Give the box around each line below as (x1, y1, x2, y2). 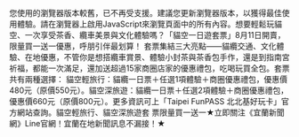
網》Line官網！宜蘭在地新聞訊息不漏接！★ (9, 118, 166, 128)
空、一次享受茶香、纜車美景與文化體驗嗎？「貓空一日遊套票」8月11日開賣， (9, 30, 287, 40)
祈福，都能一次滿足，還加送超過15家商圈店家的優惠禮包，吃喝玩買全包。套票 (9, 63, 290, 73)
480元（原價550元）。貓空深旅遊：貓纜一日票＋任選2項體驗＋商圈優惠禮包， (9, 85, 289, 95)
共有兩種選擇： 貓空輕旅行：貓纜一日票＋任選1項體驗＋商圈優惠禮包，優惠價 (9, 74, 287, 84)
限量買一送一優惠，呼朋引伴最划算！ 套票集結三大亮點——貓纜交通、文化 (9, 41, 277, 51)
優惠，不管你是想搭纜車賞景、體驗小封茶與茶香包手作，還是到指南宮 (39, 52, 290, 62)
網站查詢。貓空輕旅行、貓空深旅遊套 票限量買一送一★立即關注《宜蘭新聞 (16, 107, 285, 118)
